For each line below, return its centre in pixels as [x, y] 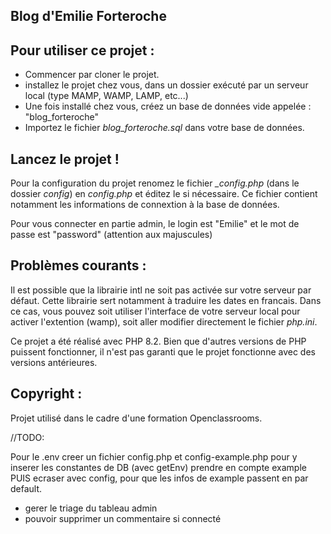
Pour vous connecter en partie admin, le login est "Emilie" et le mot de [155, 224]
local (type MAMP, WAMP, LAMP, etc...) [106, 96]
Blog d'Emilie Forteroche [88, 16]
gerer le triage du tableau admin [91, 508]
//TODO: [27, 437]
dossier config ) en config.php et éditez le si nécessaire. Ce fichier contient [164, 194]
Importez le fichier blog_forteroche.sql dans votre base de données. [164, 128]
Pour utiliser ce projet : [82, 50]
